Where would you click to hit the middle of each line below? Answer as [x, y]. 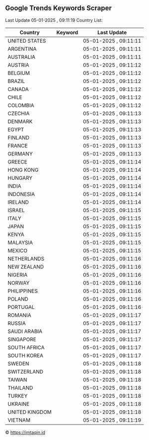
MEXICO [18, 250]
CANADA [18, 89]
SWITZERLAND [26, 371]
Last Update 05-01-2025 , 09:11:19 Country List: [54, 20]
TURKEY [18, 396]
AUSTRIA [18, 65]
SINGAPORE [22, 339]
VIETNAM [19, 420]
